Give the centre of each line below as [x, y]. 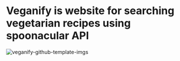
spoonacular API [48, 36]
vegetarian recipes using [68, 23]
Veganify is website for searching [90, 11]
